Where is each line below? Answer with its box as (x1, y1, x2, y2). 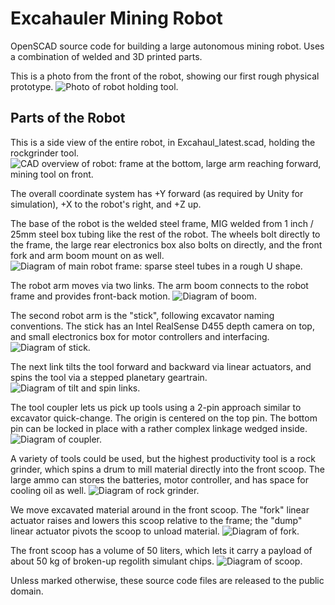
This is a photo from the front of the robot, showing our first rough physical (10, 70, 320, 82)
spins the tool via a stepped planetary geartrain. (10, 371, 208, 383)
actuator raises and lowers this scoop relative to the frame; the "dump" (10, 514, 303, 526)
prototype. (10, 80, 54, 92)
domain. (10, 585, 44, 597)
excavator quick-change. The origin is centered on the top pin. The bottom (10, 412, 318, 424)
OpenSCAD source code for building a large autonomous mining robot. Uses (10, 40, 325, 52)
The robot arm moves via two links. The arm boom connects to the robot (10, 279, 309, 291)
